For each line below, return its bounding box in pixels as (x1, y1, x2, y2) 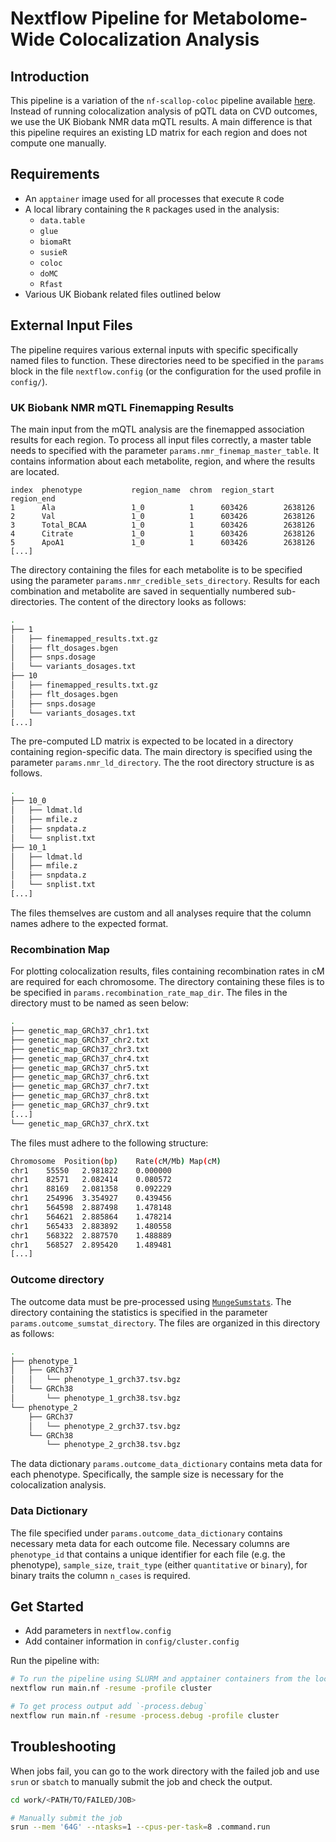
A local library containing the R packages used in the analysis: (24, 203, 280, 215)
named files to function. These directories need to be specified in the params (10, 354, 325, 366)
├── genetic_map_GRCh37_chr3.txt (10, 1044, 150, 1054)
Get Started (10, 1598, 84, 1615)
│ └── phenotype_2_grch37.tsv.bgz (28, 1421, 182, 1431)
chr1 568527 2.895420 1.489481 (10, 1240, 172, 1250)
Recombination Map (10, 942, 110, 956)
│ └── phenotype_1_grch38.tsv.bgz (10, 1393, 182, 1404)
